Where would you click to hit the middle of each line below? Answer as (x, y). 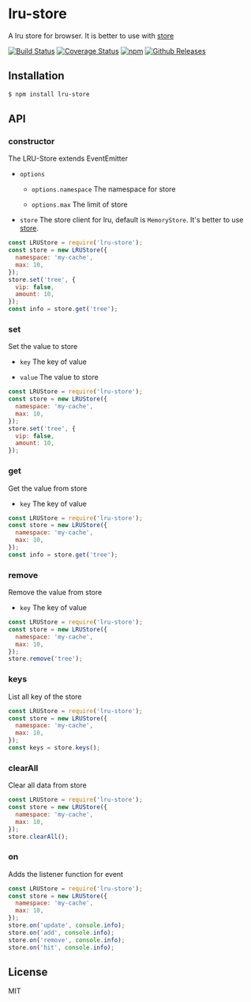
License (28, 972)
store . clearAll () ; (38, 837)
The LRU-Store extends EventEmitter (68, 158)
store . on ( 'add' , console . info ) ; (61, 932)
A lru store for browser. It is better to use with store (91, 36)
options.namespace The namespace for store (103, 189)
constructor (32, 141)
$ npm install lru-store (49, 94)
